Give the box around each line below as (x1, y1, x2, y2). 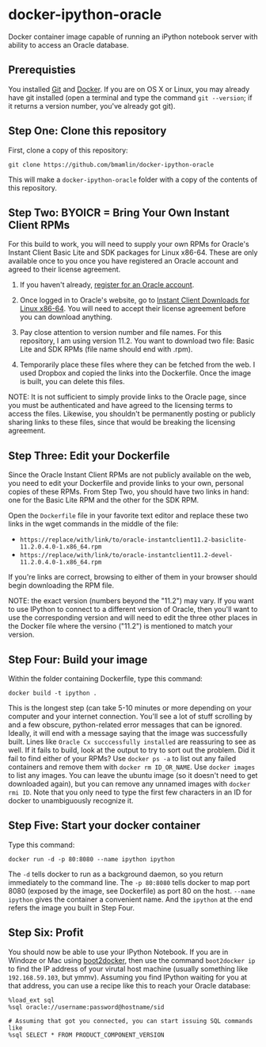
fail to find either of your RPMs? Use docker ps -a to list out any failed (8, 754, 237, 763)
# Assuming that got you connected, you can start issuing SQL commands (8, 1017, 253, 1025)
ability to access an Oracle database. (8, 40, 129, 49)
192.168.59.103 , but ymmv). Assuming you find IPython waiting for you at (8, 972, 248, 982)
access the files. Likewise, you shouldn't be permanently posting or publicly (8, 409, 256, 418)
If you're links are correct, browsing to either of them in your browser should (8, 572, 257, 582)
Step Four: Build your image (8, 652, 148, 666)
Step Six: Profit (8, 926, 85, 940)
